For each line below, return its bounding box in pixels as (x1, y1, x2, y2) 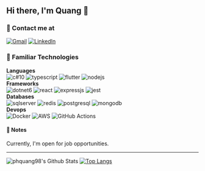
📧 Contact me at (6, 24, 55, 32)
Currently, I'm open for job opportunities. (6, 140, 109, 147)
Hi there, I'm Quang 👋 (6, 5, 89, 16)
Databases (6, 93, 35, 100)
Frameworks (6, 79, 39, 87)
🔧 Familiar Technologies (6, 53, 79, 62)
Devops (6, 106, 26, 113)
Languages (6, 67, 35, 74)
